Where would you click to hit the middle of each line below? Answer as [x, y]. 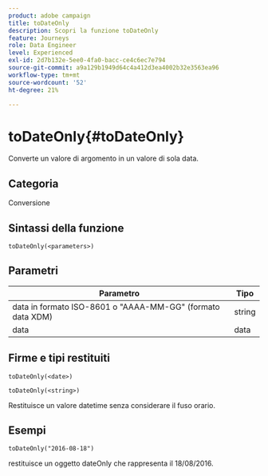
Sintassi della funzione [66, 228]
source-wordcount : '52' [48, 82]
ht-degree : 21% [33, 90]
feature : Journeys [39, 38]
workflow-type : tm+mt [44, 75]
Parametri [33, 271]
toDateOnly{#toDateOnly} [97, 136]
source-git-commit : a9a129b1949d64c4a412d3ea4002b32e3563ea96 [114, 68]
